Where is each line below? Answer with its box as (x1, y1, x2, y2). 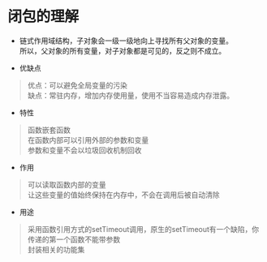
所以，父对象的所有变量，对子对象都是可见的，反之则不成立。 (19, 45, 226, 55)
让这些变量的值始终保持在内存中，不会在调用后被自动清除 (27, 190, 220, 200)
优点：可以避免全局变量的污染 (27, 80, 127, 90)
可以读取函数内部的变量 (27, 179, 106, 189)
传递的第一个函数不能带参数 (27, 234, 121, 244)
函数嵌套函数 (27, 125, 71, 135)
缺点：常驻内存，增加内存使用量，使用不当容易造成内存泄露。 (27, 90, 235, 100)
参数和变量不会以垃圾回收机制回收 (27, 145, 142, 155)
